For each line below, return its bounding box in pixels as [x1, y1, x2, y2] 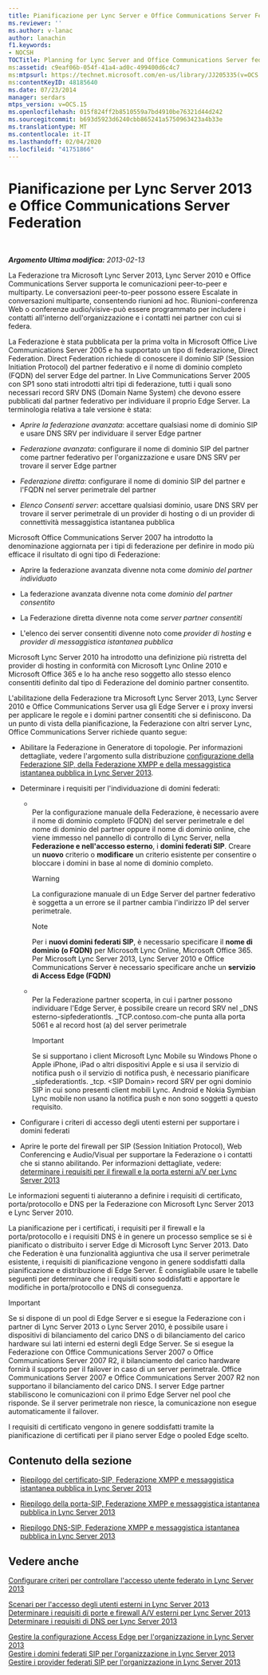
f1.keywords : [8, 41, 52, 49]
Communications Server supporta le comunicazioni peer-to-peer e [8, 279, 227, 289]
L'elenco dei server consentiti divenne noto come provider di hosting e [19, 629, 252, 638]
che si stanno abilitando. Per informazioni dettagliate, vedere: [19, 1158, 222, 1169]
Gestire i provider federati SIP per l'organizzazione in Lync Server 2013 [8, 1657, 241, 1667]
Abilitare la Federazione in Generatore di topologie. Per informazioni [19, 743, 243, 752]
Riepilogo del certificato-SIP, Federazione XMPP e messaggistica [19, 1475, 235, 1484]
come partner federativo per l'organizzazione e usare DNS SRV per [19, 452, 241, 463]
